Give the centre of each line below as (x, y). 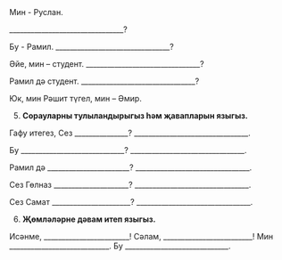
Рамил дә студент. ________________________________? (104, 81)
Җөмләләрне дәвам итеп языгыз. (89, 219)
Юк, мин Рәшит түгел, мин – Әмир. (76, 98)
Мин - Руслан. (37, 12)
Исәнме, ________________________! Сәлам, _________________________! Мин (141, 236)
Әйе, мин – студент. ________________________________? (107, 64)
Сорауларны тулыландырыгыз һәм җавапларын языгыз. (135, 116)
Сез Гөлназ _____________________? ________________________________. (130, 185)
